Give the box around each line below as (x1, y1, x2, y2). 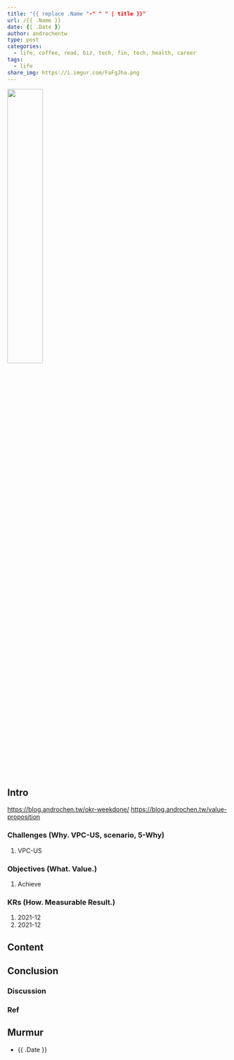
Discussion (7, 985, 47, 995)
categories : (7, 43, 42, 50)
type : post (7, 37, 39, 44)
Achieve (17, 879, 41, 888)
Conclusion (7, 964, 59, 977)
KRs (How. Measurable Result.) (7, 897, 116, 907)
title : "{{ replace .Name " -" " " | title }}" (7, 10, 146, 18)
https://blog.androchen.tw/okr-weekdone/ (7, 806, 130, 814)
